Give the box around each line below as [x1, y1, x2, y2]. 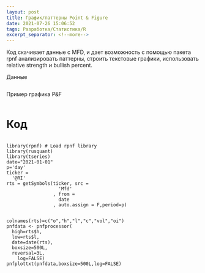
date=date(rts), [12, 239, 53, 245]
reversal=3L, [12, 250, 45, 256]
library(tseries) [6, 154, 51, 160]
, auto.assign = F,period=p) [53, 202, 127, 208]
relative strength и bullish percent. [6, 62, 93, 69]
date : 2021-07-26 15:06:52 [6, 20, 75, 26]
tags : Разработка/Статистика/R [6, 26, 86, 32]
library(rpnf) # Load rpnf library [6, 143, 97, 149]
